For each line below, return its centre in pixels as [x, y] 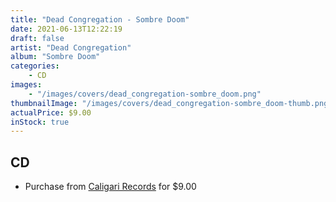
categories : [35, 66]
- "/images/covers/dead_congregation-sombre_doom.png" [145, 94]
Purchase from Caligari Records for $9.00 [110, 187]
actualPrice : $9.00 [51, 112]
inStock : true [40, 122]
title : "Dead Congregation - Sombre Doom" [100, 19]
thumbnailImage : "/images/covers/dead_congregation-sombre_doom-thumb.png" [171, 103]
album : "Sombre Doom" [55, 57]
